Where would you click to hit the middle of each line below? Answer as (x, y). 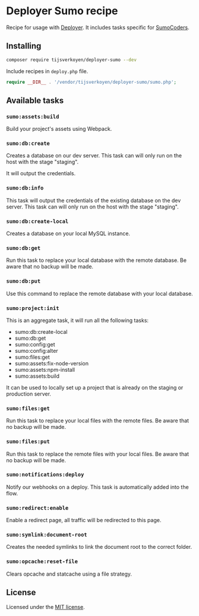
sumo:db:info (25, 188)
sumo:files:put (28, 442)
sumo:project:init (33, 308)
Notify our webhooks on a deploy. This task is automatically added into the (97, 487)
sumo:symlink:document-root (47, 535)
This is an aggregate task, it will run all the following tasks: (78, 320)
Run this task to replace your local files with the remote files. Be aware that (97, 421)
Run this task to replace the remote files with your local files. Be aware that (97, 454)
